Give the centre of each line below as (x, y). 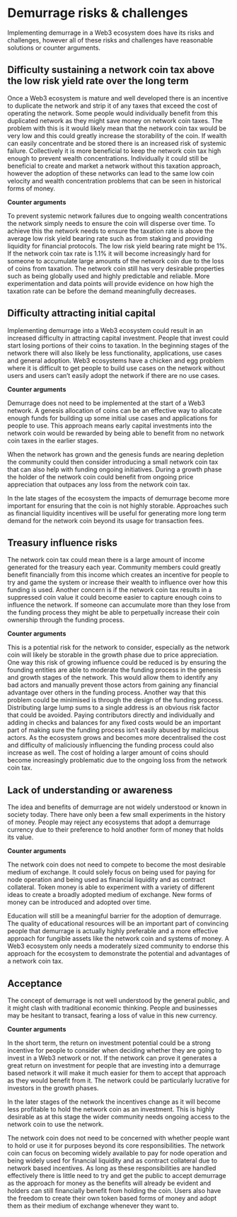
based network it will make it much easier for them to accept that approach (117, 1073)
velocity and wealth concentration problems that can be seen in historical (114, 181)
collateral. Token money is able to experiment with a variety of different (111, 887)
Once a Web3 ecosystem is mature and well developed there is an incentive (118, 98)
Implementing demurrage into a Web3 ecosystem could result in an (105, 330)
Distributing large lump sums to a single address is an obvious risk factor (113, 708)
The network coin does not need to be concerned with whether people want (118, 1138)
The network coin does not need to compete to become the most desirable (117, 864)
